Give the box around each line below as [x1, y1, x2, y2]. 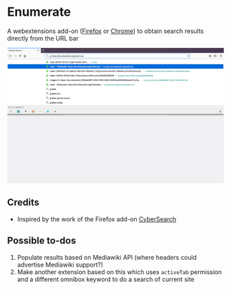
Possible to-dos [7, 235, 77, 247]
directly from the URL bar [7, 34, 79, 42]
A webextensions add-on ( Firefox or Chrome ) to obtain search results [7, 27, 204, 35]
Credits [7, 197, 40, 208]
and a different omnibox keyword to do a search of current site [16, 275, 195, 283]
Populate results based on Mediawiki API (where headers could [16, 253, 197, 261]
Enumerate [7, 4, 71, 20]
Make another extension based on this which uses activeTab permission [16, 267, 222, 276]
